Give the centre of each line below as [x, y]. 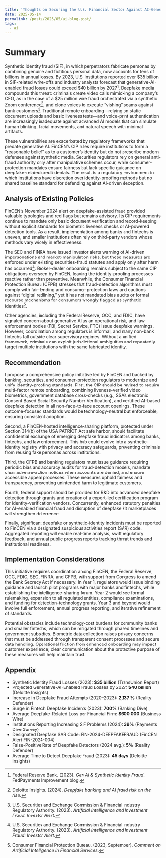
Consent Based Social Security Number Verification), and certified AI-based [83, 400]
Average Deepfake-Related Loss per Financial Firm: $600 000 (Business [86, 713]
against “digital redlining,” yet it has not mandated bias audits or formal [77, 295]
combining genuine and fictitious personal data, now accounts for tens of [80, 72]
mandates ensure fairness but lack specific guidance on [84, 168]
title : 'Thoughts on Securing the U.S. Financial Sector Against [74, 10]
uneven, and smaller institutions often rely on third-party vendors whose [79, 237]
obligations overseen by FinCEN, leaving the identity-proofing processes [79, 274]
